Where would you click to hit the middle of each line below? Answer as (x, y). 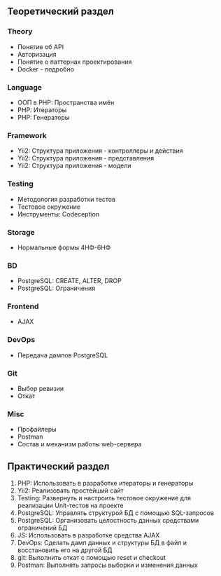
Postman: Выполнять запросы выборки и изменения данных (107, 565)
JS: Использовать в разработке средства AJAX (88, 535)
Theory (20, 32)
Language (25, 87)
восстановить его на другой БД (65, 550)
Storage (21, 232)
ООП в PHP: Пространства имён (66, 102)
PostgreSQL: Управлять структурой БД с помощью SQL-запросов (116, 513)
